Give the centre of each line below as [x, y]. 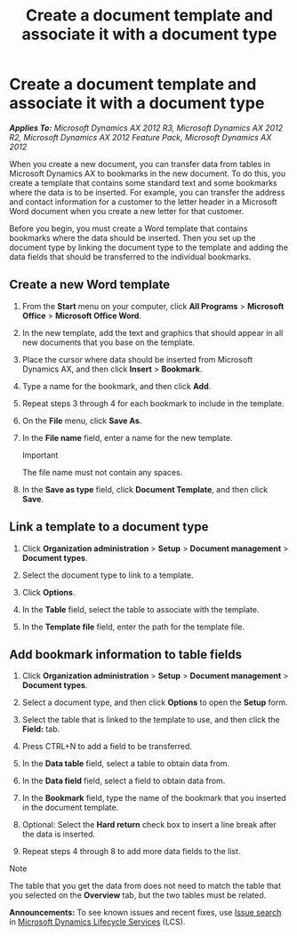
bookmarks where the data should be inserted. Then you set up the [132, 237]
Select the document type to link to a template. [108, 575]
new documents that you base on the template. [108, 342]
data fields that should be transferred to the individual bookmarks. [130, 256]
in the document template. [70, 808]
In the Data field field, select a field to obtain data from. [124, 781]
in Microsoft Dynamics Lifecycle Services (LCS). [97, 922]
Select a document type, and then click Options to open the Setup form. [155, 702]
